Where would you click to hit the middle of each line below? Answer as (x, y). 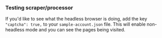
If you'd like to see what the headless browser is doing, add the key (76, 19)
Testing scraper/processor (39, 8)
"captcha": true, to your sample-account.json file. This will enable (75, 24)
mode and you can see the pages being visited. (75, 30)
